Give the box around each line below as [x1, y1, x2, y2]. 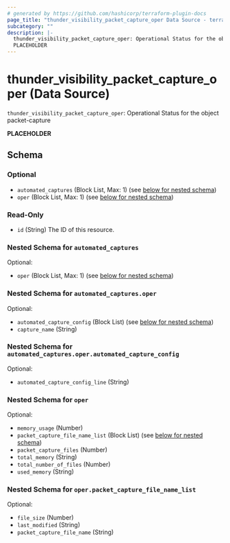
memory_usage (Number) [16, 424, 84, 432]
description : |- [7, 29, 53, 36]
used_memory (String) [16, 467, 74, 476]
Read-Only [7, 210, 44, 220]
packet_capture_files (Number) [16, 446, 108, 454]
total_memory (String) [16, 453, 77, 461]
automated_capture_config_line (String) [16, 378, 129, 386]
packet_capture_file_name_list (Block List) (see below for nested [16, 431, 203, 439]
